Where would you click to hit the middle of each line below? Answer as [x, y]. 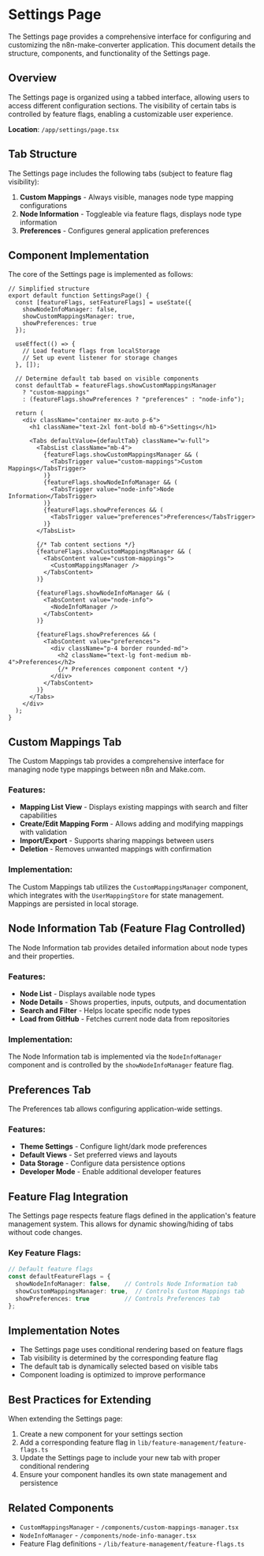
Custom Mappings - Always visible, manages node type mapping [126, 197]
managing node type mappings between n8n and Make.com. [107, 769]
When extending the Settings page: [66, 1419]
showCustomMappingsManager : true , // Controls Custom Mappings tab [130, 1292]
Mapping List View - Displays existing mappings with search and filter [134, 807]
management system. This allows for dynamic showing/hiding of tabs [121, 1224]
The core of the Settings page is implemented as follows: [101, 274]
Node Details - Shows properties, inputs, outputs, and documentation [133, 1002]
